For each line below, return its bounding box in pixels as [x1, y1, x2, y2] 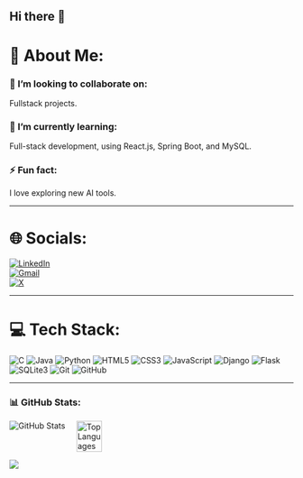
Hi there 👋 [9, 9, 66, 24]
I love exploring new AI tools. [9, 188, 117, 198]
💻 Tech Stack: [9, 319, 121, 339]
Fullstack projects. [9, 97, 78, 108]
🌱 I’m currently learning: [9, 120, 117, 133]
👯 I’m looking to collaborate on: [9, 78, 148, 90]
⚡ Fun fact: [9, 164, 58, 177]
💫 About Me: [9, 45, 105, 66]
